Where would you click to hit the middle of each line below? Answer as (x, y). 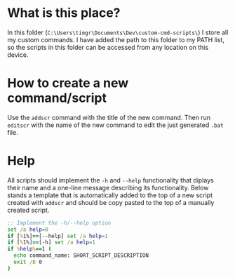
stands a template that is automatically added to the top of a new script (110, 195)
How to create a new (68, 83)
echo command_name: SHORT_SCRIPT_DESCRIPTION (81, 256)
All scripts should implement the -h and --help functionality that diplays (110, 180)
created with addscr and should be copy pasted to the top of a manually (111, 202)
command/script (57, 98)
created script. (28, 210)
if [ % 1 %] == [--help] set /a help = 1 (58, 236)
